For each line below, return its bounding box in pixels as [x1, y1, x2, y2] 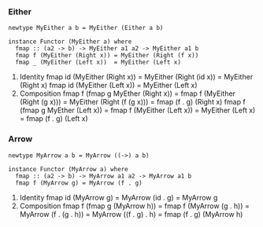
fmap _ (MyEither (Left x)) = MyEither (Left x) [15, 58, 181, 67]
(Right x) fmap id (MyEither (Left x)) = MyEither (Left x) [19, 81, 198, 90]
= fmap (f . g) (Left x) [19, 114, 88, 123]
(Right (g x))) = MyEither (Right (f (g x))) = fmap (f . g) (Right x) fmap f [19, 97, 246, 107]
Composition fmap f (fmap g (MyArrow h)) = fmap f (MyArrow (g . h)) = [19, 201, 250, 211]
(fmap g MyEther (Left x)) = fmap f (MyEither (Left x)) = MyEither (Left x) [19, 105, 256, 115]
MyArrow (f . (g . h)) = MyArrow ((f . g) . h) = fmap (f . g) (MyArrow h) [19, 209, 243, 218]
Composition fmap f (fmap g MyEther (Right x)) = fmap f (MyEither [19, 89, 236, 98]
